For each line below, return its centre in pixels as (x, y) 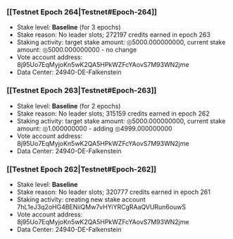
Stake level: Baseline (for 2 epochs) (69, 106)
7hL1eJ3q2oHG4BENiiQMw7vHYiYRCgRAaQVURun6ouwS (101, 207)
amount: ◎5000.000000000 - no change (77, 50)
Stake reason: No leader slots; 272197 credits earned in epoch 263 (113, 35)
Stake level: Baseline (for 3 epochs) (69, 27)
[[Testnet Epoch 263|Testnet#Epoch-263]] (82, 90)
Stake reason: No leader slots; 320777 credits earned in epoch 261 (113, 192)
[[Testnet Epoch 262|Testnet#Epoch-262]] (81, 169)
